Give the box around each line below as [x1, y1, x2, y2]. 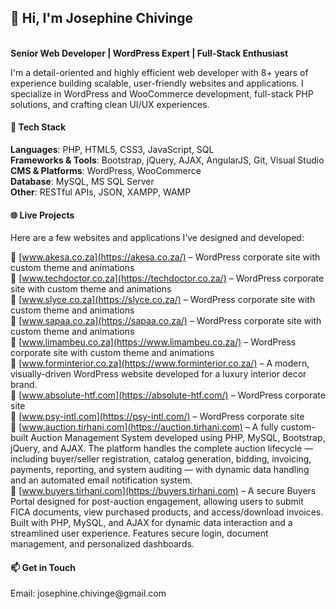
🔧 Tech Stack [10, 121, 67, 133]
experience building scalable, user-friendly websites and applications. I [10, 77, 304, 89]
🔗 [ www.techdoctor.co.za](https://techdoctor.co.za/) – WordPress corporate [10, 272, 325, 285]
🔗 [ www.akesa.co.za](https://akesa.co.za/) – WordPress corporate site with [10, 251, 321, 263]
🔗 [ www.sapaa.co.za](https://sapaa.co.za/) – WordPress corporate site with [10, 315, 322, 327]
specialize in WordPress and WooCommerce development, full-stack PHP [10, 87, 314, 100]
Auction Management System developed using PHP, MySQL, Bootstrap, [30, 432, 326, 444]
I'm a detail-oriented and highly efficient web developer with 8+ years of [10, 66, 309, 78]
